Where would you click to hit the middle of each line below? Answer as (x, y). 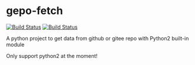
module (15, 45)
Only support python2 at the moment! (52, 56)
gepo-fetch (35, 11)
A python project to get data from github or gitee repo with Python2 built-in (97, 38)
